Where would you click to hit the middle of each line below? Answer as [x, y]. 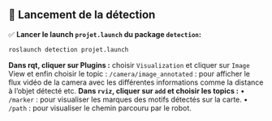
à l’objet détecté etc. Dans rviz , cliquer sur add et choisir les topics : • [127, 90]
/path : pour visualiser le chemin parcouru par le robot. [100, 108]
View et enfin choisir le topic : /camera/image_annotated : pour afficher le [129, 73]
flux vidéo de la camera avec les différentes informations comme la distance [136, 82]
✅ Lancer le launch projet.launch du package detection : [105, 34]
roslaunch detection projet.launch [69, 49]
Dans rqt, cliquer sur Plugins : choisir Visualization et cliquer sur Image [129, 65]
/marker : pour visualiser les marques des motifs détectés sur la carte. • [128, 99]
